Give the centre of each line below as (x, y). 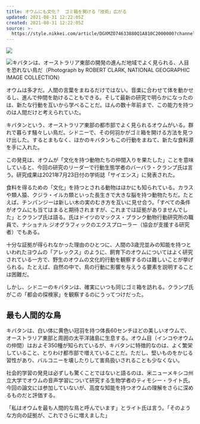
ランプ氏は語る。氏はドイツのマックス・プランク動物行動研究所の (107, 217)
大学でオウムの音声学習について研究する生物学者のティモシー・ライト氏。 (102, 380)
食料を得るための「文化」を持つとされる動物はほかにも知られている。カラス (100, 187)
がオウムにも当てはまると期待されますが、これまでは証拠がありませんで (95, 210)
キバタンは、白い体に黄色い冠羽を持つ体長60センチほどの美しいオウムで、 (98, 330)
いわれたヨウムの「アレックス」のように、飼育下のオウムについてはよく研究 (100, 252)
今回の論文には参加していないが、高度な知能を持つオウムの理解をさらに (95, 388)
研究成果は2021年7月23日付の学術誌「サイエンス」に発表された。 (97, 175)
